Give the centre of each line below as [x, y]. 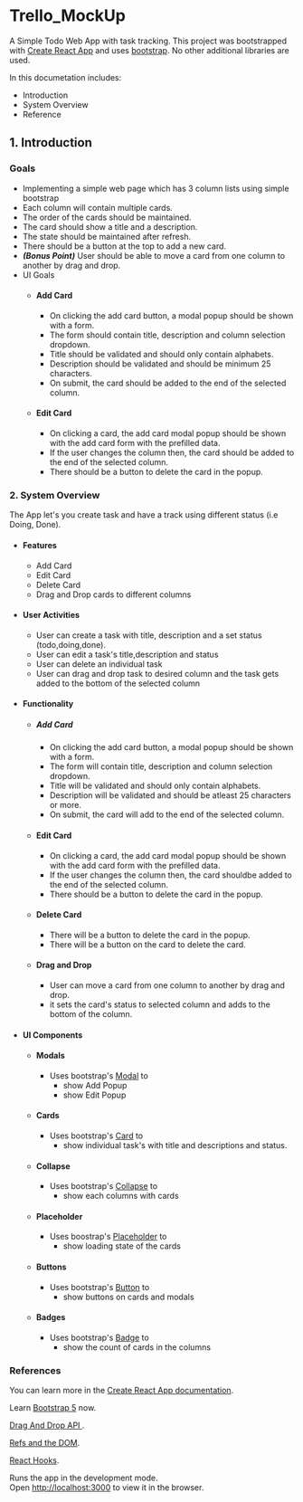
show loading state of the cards [122, 1246]
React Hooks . [34, 1460]
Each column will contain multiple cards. [98, 207]
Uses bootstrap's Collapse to [104, 1186]
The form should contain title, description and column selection [167, 335]
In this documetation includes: [66, 77]
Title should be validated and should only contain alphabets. [161, 354]
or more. [65, 805]
